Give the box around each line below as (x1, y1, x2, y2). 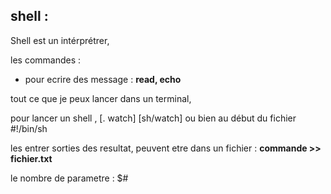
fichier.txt (10, 152, 53, 164)
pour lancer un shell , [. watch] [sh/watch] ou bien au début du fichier (10, 112, 297, 124)
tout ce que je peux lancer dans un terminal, (10, 92, 192, 104)
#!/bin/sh (10, 122, 48, 134)
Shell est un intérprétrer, (10, 34, 110, 46)
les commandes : (10, 54, 82, 66)
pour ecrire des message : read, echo (24, 73, 182, 85)
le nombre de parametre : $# (10, 172, 129, 184)
